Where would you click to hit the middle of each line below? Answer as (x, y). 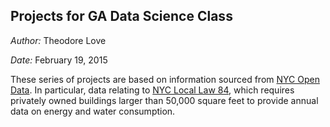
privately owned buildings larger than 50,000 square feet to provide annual (164, 100)
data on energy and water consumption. (93, 111)
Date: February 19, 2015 (59, 60)
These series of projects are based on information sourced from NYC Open (165, 79)
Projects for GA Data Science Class (121, 16)
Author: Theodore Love (58, 40)
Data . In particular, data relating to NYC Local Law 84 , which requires (152, 90)
